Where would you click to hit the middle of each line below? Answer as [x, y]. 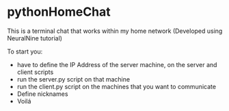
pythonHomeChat [59, 12]
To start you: [25, 51]
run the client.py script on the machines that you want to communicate [117, 86]
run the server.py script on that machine [73, 79]
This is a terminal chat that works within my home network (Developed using [115, 31]
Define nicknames [42, 94]
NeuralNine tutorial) [35, 38]
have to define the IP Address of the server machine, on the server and [117, 64]
